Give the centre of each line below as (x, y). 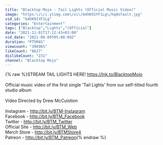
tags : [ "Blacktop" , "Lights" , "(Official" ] (48, 28)
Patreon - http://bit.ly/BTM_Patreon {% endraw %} (56, 138)
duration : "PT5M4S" (25, 42)
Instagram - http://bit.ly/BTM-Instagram (45, 111)
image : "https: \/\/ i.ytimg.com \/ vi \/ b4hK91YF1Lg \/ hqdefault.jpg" (74, 14)
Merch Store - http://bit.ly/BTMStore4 (43, 132)
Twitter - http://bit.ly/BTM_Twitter (39, 122)
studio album (18, 90)
